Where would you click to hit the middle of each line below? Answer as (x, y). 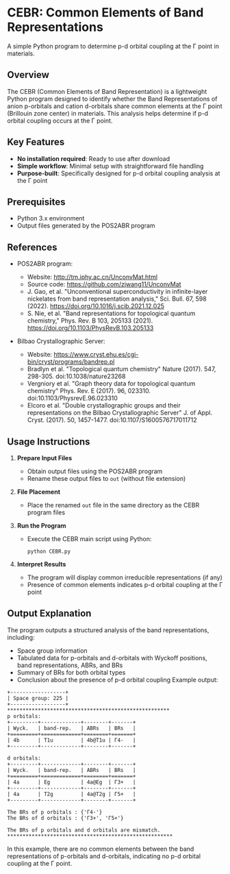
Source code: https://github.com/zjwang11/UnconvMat (104, 284)
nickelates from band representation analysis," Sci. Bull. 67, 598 (117, 299)
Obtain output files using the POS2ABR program (95, 471)
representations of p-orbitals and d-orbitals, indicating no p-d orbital (104, 856)
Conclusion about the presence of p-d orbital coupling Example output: (117, 679)
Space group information (52, 650)
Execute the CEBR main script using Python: (89, 539)
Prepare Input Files (44, 458)
